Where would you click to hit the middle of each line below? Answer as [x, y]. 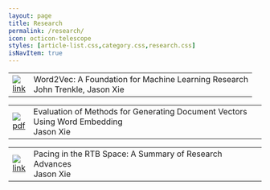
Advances [53, 164]
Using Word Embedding [78, 122]
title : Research [35, 23]
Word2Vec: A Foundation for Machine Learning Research [141, 79]
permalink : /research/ [46, 31]
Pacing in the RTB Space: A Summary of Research [128, 154]
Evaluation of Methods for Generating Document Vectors [140, 112]
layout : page [30, 16]
